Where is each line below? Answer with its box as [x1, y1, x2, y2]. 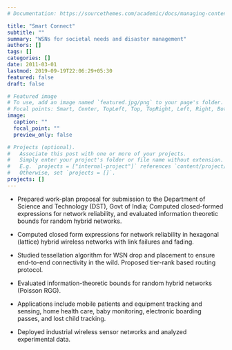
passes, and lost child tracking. [17, 314, 106, 322]
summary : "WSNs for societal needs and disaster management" [7, 35, 187, 42]
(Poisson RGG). [17, 286, 61, 294]
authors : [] [7, 42, 41, 49]
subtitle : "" [7, 29, 45, 36]
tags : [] [7, 48, 32, 55]
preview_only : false [13, 131, 72, 138]
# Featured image [7, 93, 57, 100]
